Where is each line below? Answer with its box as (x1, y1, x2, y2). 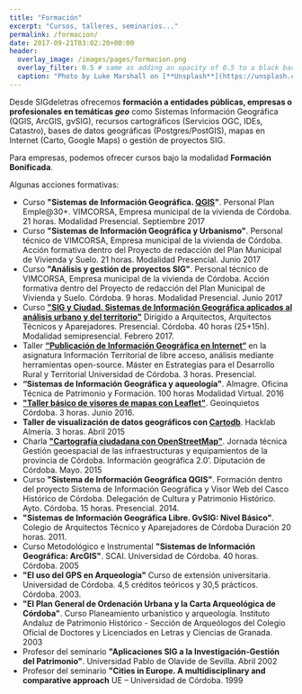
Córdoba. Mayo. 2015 (22, 464, 102, 475)
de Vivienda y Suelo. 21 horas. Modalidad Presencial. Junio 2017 (22, 254, 261, 265)
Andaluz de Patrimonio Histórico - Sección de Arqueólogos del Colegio (22, 617, 286, 628)
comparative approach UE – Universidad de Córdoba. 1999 (22, 674, 244, 685)
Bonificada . (9, 161, 54, 172)
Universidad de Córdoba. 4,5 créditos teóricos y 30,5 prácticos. (22, 579, 259, 590)
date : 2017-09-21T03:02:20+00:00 (9, 38, 135, 48)
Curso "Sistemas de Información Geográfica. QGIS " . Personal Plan (22, 196, 275, 207)
